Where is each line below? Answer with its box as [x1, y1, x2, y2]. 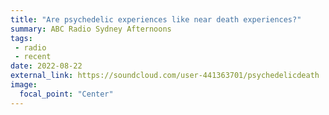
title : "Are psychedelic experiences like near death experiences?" [10, 14, 302, 25]
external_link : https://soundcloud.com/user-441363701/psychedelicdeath [10, 71, 320, 81]
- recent [14, 52, 52, 62]
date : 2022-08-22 [10, 61, 83, 71]
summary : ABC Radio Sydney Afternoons [10, 24, 172, 34]
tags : [10, 33, 33, 43]
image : [10, 80, 38, 90]
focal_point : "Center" [19, 89, 114, 99]
